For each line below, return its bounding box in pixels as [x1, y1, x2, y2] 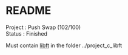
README [5, 4, 52, 18]
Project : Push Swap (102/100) [5, 24, 81, 31]
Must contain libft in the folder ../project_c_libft [5, 42, 123, 49]
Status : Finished [5, 30, 48, 37]
